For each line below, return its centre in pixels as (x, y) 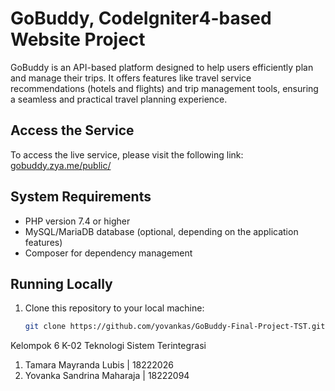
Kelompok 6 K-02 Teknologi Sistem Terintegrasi (108, 346)
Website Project (78, 39)
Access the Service (72, 130)
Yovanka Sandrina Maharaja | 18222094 (107, 376)
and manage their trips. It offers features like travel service (131, 78)
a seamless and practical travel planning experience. (119, 99)
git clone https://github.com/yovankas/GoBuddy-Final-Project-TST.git (175, 327)
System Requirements (81, 197)
